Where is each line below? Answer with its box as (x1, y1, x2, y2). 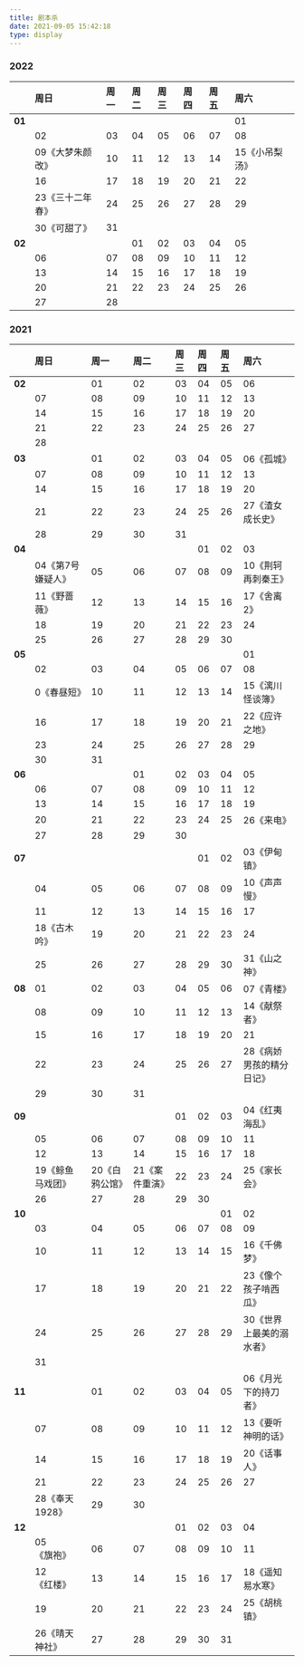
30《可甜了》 (34, 221, 92, 234)
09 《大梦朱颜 (34, 146, 92, 159)
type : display (9, 30, 63, 39)
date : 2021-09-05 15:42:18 (9, 22, 111, 31)
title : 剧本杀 (9, 13, 59, 23)
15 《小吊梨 (234, 146, 283, 159)
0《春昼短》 (34, 686, 87, 698)
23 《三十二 (34, 191, 83, 204)
